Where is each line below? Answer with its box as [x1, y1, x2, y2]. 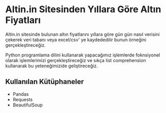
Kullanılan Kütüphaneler [5, 77, 84, 86]
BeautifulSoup [12, 102, 43, 108]
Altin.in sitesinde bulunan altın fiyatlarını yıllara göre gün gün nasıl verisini [5, 31, 160, 37]
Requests [12, 96, 33, 102]
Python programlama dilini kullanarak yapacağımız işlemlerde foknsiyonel [5, 52, 160, 58]
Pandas [12, 91, 29, 97]
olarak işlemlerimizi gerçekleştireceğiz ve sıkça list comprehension [5, 57, 146, 63]
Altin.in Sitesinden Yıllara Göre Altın [5, 4, 161, 15]
